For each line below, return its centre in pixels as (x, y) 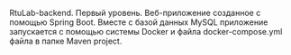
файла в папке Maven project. (66, 41)
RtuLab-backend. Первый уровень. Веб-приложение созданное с (135, 13)
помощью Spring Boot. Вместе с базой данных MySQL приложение (139, 22)
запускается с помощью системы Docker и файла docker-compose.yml (146, 31)
